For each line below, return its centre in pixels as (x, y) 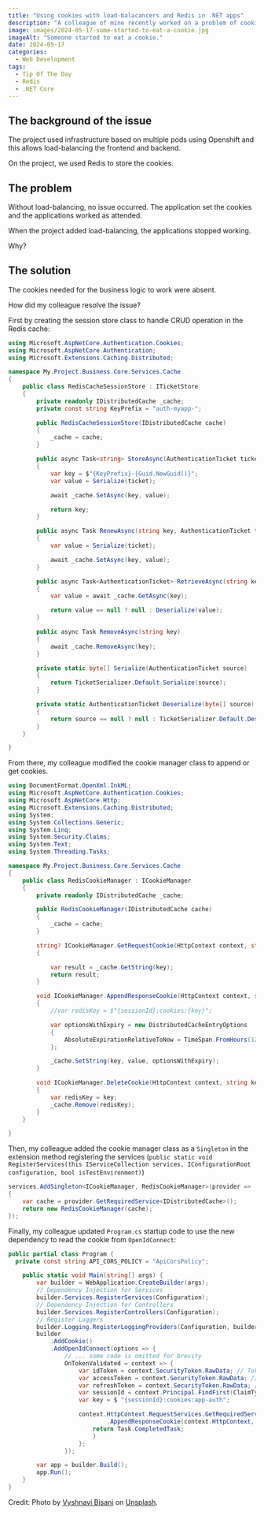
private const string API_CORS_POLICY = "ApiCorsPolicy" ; (112, 1261)
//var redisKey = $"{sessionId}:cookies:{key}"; (131, 1011)
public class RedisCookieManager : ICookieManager (107, 880)
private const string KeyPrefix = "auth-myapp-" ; (119, 408)
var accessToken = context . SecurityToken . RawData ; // (168, 1378)
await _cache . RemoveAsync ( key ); (103, 646)
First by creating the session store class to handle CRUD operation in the (126, 320)
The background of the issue (80, 120)
